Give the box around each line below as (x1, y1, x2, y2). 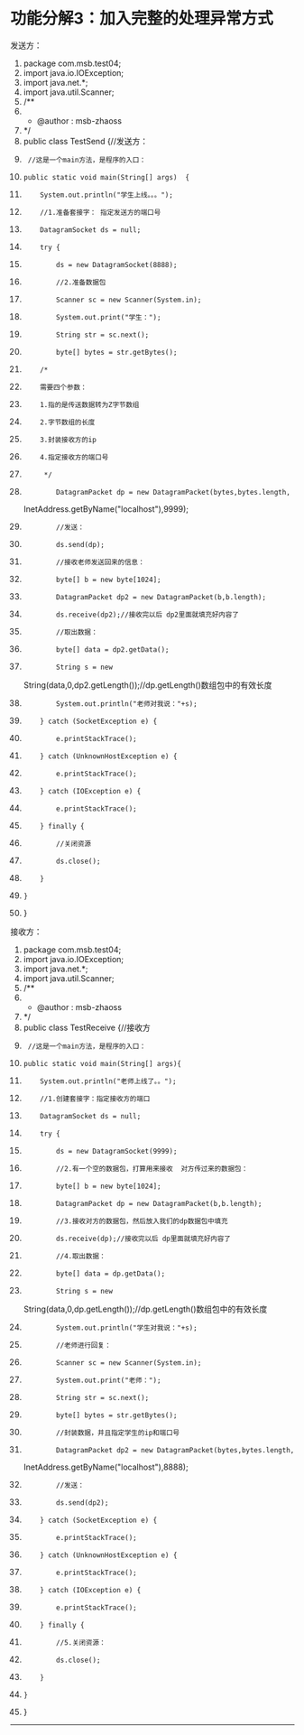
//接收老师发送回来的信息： (56, 557, 145, 567)
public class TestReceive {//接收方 (23, 1022, 152, 1033)
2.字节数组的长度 (40, 417, 96, 427)
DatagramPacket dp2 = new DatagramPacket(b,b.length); (56, 592, 267, 601)
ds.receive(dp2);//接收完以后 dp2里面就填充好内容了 (56, 610, 240, 619)
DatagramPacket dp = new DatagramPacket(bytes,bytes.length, (56, 487, 291, 496)
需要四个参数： (40, 383, 88, 392)
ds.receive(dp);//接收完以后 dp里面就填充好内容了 (56, 1234, 231, 1243)
